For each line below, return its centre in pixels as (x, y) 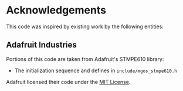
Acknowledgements (56, 10)
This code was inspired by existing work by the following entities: (85, 26)
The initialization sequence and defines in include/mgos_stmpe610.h (96, 70)
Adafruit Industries (42, 45)
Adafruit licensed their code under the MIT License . (68, 82)
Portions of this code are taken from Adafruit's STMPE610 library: (85, 59)
